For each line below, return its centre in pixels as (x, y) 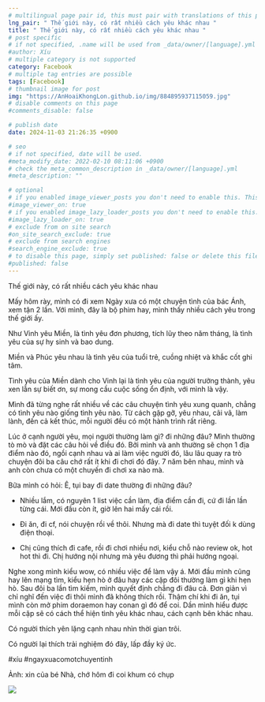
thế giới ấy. (26, 318)
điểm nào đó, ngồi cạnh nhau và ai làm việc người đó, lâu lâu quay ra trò (125, 453)
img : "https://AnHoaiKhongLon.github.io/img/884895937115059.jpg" (119, 96)
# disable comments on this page (63, 103)
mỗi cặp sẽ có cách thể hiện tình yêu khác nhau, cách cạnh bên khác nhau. (131, 613)
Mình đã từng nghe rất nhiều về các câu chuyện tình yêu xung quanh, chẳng (132, 404)
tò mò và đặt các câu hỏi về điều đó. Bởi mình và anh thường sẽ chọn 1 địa (129, 444)
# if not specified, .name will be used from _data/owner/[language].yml (132, 45)
